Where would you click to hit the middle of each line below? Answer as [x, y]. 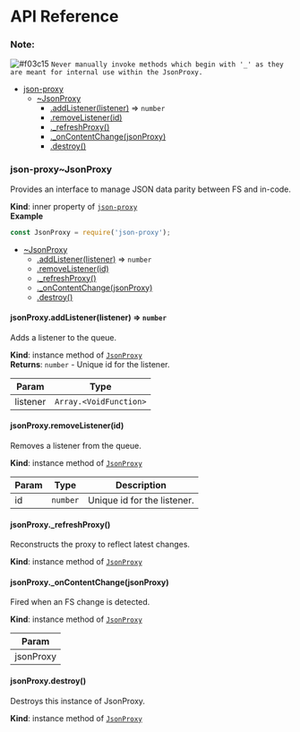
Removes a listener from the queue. [76, 446]
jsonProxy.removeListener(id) [67, 426]
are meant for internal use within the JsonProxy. [107, 73]
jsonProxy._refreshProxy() [60, 524]
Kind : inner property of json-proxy [74, 206]
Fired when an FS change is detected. [80, 602]
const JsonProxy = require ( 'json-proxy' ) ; [90, 232]
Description [141, 486]
